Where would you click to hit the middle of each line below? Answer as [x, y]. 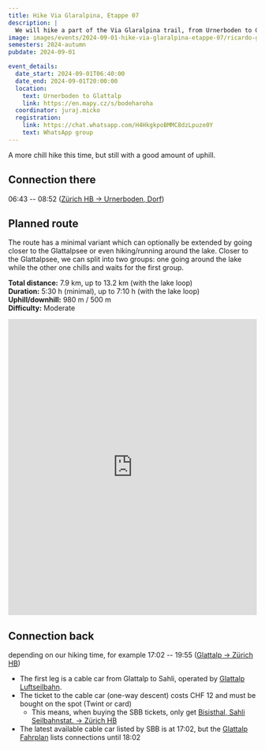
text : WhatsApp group [58, 133]
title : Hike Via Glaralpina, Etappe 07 [74, 15]
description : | [33, 23]
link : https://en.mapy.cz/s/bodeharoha [88, 103]
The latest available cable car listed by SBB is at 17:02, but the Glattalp [134, 729]
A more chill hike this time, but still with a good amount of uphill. [112, 155]
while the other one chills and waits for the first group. [96, 268]
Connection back [51, 636]
